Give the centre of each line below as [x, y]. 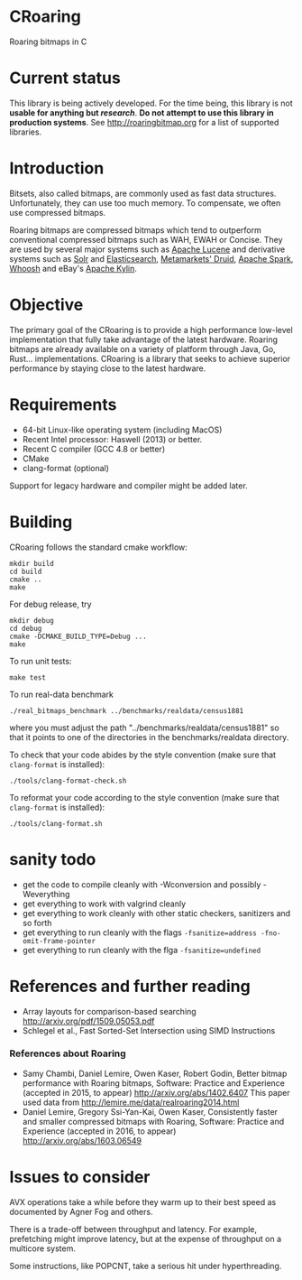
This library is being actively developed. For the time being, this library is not [151, 103]
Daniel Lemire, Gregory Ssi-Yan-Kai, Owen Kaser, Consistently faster [150, 1111]
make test [28, 677]
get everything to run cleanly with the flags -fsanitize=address [139, 932]
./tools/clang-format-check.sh [68, 781]
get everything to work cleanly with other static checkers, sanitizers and [156, 913]
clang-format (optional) [66, 468]
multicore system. [43, 1248]
